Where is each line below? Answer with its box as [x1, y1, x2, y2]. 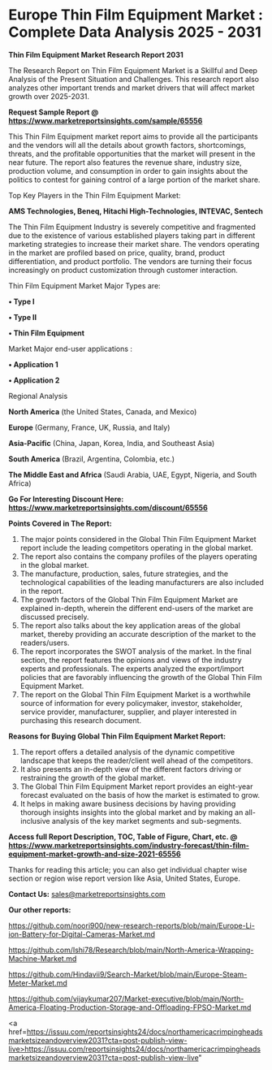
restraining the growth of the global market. [19, 773, 166, 782]
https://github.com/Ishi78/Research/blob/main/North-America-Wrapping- [8, 945, 254, 955]
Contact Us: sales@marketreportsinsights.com [8, 889, 166, 899]
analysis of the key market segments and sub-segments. [51, 816, 242, 825]
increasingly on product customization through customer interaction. [8, 265, 238, 275]
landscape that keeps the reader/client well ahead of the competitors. [19, 756, 253, 765]
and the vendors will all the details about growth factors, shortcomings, [8, 140, 246, 149]
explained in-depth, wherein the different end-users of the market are [19, 603, 253, 613]
